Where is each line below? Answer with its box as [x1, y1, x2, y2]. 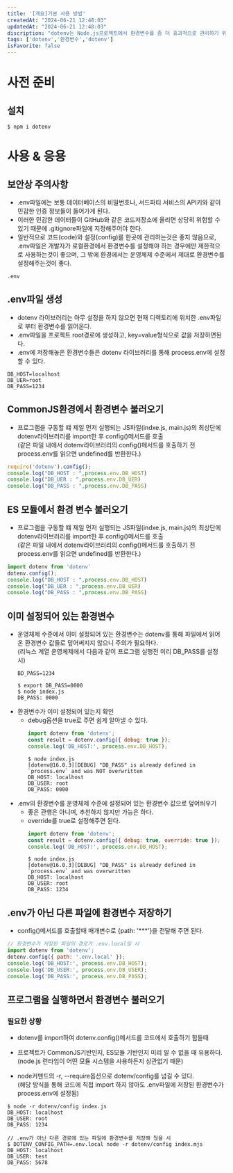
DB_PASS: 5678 [7, 1159, 49, 1166]
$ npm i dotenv [7, 123, 51, 130]
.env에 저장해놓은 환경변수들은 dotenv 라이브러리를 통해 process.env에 [17, 348, 213, 356]
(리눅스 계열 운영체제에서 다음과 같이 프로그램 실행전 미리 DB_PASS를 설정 [17, 648, 218, 656]
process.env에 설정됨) [17, 1090, 80, 1098]
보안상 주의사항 [7, 178, 69, 190]
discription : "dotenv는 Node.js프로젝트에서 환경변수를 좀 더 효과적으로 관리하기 [7, 29, 219, 37]
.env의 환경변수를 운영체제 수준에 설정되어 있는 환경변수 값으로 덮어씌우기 [17, 799, 217, 807]
